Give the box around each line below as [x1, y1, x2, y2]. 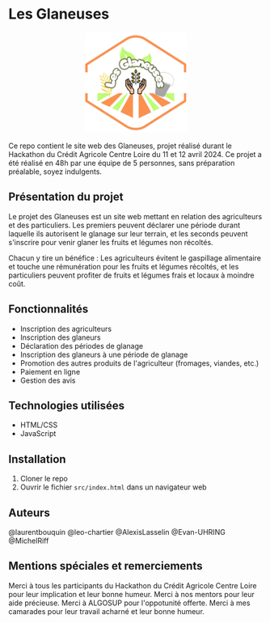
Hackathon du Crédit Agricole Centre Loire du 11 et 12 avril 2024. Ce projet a [8, 149, 263, 159]
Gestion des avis [19, 375, 76, 385]
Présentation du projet [8, 190, 124, 204]
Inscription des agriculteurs [19, 324, 112, 333]
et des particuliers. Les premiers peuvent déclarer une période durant [8, 220, 241, 230]
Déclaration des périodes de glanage [19, 341, 144, 350]
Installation [8, 452, 66, 466]
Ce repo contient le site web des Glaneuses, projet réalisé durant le [8, 141, 232, 150]
